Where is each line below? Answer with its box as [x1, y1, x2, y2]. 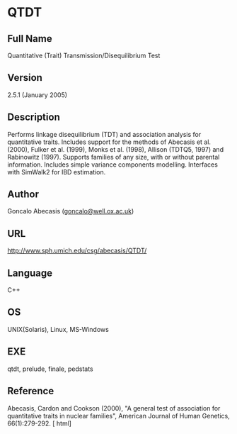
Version [7, 72, 42, 84]
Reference [7, 385, 54, 397]
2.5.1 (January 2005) [7, 90, 68, 99]
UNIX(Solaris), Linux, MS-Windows [7, 325, 110, 333]
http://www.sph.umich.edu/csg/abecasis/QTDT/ [7, 246, 147, 255]
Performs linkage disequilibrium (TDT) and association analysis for [7, 130, 202, 138]
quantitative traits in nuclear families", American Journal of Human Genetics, [7, 411, 230, 420]
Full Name [7, 33, 52, 45]
